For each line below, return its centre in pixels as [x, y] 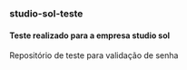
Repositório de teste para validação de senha [94, 55]
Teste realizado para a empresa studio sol [90, 35]
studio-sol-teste [46, 14]
